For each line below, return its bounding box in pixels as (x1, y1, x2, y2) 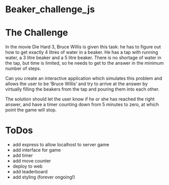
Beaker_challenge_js (5, 4, 95, 15)
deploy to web (12, 163, 43, 169)
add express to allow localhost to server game (12, 142, 110, 148)
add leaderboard (12, 169, 48, 175)
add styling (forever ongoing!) (12, 174, 75, 180)
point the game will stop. (5, 107, 57, 113)
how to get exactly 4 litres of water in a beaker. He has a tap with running (5, 49, 158, 56)
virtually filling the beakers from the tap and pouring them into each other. (5, 86, 160, 92)
